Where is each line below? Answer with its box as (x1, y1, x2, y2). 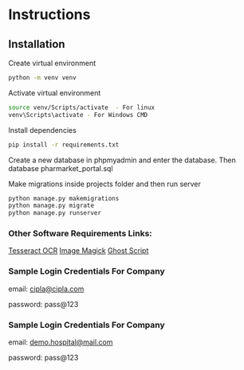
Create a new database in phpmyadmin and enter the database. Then (8, 155, 237, 165)
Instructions (8, 6, 91, 24)
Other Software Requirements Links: (8, 228, 153, 240)
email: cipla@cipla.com (8, 284, 85, 294)
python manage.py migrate (8, 201, 94, 210)
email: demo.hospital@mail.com (8, 337, 113, 347)
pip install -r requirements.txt (8, 141, 120, 149)
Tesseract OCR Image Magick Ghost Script (8, 246, 149, 255)
